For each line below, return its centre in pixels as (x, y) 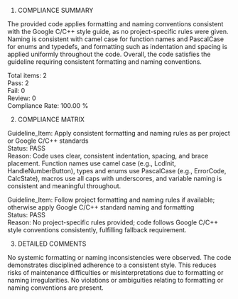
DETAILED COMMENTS (52, 244)
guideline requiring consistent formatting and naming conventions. (105, 62)
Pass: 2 (18, 83)
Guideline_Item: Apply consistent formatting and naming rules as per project (119, 133)
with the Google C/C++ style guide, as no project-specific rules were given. (118, 32)
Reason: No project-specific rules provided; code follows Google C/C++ (113, 222)
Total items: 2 (27, 75)
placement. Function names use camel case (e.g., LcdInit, (92, 163)
